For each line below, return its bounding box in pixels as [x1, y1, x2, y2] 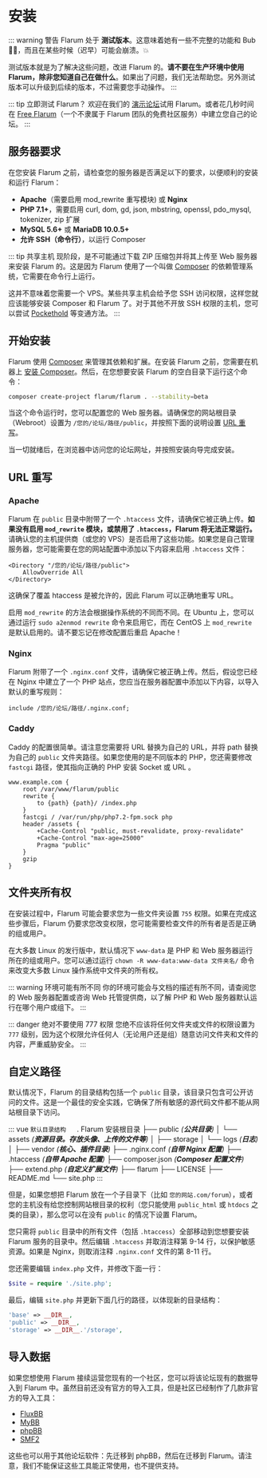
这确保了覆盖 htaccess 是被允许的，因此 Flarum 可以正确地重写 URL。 [8, 590, 238, 600]
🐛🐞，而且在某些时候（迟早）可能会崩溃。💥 [8, 45, 150, 54]
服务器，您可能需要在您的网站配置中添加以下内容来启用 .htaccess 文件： [8, 544, 247, 554]
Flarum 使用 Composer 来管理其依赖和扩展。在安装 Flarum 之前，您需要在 [8, 356, 252, 366]
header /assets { [22, 820, 80, 828]
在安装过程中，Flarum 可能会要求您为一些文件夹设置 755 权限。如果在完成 [8, 908, 250, 918]
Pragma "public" [37, 840, 91, 849]
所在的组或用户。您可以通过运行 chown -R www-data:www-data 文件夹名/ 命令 [8, 956, 255, 965]
